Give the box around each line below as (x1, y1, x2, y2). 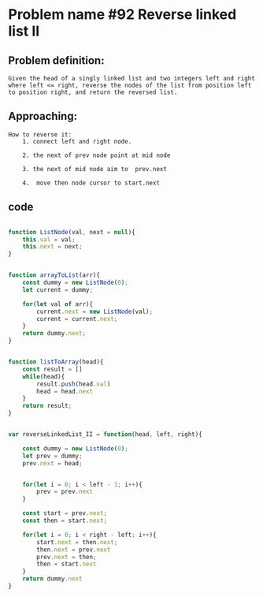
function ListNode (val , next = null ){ (8, 228, 135, 236)
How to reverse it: (8, 130, 72, 139)
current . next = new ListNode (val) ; (36, 308, 154, 315)
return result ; (22, 402, 72, 410)
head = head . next (36, 387, 93, 395)
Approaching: (8, 110, 77, 123)
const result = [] (22, 365, 83, 373)
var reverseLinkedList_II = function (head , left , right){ (8, 431, 202, 438)
